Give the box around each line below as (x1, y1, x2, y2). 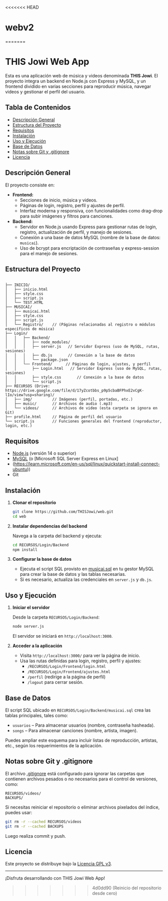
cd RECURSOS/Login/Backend (12, 542, 69, 547)
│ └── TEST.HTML (5, 300, 43, 306)
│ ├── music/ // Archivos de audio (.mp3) (5, 402, 113, 407)
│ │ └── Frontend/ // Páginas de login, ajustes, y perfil (5, 362, 151, 367)
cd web (12, 514, 26, 519)
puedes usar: (5, 809, 32, 816)
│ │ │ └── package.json (5, 357, 68, 362)
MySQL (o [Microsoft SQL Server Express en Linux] (12, 456, 118, 462)
